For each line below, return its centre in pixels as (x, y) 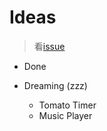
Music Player (65, 115)
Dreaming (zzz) (55, 85)
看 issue (49, 46)
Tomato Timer (67, 105)
